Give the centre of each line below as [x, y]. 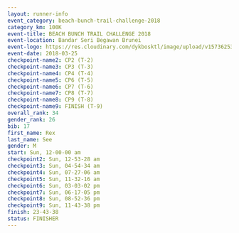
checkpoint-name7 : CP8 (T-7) [51, 93]
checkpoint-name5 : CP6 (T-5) [51, 80]
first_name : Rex [31, 133]
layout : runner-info [38, 14]
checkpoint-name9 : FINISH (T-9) [55, 107]
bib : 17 [19, 126]
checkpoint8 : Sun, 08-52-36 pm [54, 199]
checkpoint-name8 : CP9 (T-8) [51, 100]
